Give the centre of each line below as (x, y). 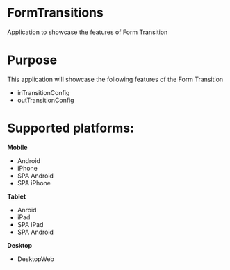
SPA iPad (30, 224)
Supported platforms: (71, 128)
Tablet (17, 196)
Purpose (32, 60)
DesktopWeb (35, 259)
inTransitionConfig (43, 92)
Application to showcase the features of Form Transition (88, 32)
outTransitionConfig (46, 100)
